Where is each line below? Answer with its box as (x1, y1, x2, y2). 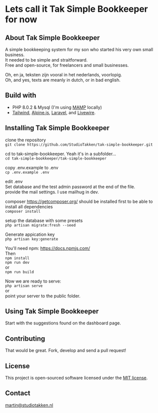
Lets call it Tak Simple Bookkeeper (5, 3, 148, 15)
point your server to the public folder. (5, 293, 81, 299)
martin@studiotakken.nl (5, 402, 53, 408)
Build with (5, 91, 36, 99)
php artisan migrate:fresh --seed (5, 222, 76, 227)
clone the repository (5, 137, 46, 143)
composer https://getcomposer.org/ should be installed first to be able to (5, 198, 153, 204)
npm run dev (5, 260, 30, 265)
